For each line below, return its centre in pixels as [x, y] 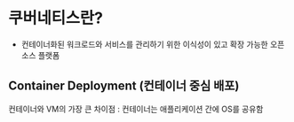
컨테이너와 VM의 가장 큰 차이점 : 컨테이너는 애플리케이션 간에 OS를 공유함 [136, 109]
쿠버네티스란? [56, 18]
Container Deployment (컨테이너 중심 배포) [124, 86]
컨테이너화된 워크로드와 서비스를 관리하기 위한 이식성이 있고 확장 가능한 [144, 44]
